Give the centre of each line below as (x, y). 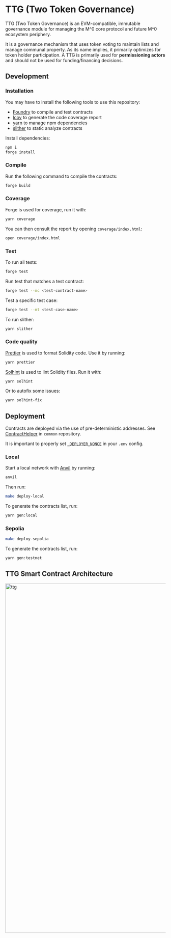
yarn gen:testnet (24, 558)
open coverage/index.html (33, 238)
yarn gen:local (21, 515)
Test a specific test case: (31, 300)
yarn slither (19, 329)
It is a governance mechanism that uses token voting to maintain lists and (82, 44)
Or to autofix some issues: (33, 391)
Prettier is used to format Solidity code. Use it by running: (65, 353)
